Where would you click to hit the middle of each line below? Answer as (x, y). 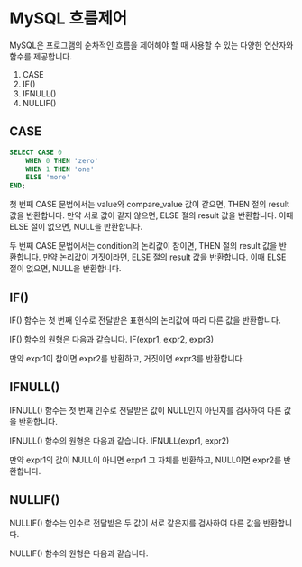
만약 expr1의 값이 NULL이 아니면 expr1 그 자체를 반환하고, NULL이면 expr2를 (146, 460)
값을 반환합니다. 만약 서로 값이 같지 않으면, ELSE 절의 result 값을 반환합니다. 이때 (151, 215)
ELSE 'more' (48, 178)
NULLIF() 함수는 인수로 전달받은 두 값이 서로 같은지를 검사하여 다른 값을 (135, 523)
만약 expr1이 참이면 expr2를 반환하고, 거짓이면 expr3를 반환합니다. (127, 358)
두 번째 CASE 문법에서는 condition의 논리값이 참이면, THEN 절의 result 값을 (143, 246)
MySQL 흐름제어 (69, 18)
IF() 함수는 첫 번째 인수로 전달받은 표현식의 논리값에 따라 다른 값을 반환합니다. (145, 320)
